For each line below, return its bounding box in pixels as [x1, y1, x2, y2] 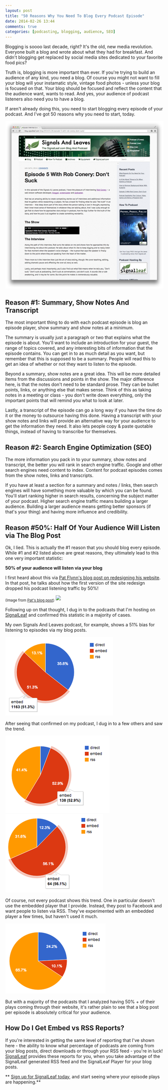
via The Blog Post [5, 531, 61, 539]
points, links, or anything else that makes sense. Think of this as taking [5, 387, 151, 393]
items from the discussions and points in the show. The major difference [5, 376, 154, 382]
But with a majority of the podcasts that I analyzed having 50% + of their [5, 999, 155, 1005]
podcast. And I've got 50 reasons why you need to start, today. [5, 111, 135, 117]
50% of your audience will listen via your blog [5, 565, 103, 571]
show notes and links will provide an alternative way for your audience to [5, 418, 156, 424]
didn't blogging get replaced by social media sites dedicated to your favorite [5, 54, 163, 60]
